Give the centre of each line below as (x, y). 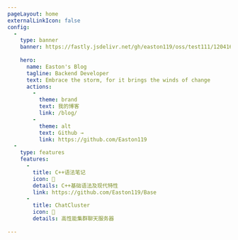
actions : (39, 87)
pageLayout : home (33, 14)
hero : (28, 60)
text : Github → (61, 133)
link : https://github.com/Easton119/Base (95, 192)
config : (19, 27)
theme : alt (55, 126)
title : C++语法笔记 (59, 172)
